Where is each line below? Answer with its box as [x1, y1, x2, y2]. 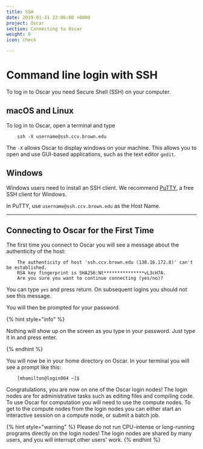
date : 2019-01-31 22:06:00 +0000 [6, 15, 91, 21]
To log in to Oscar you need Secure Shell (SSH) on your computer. [6, 88, 171, 95]
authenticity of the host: [6, 248, 66, 255]
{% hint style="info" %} [6, 315, 65, 323]
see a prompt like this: [6, 364, 62, 371]
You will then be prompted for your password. [6, 304, 120, 311]
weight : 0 [6, 31, 31, 37]
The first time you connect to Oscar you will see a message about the [6, 241, 179, 248]
